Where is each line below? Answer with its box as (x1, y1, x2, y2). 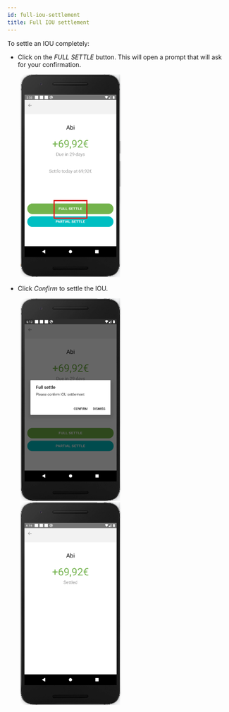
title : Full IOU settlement (7, 18, 90, 26)
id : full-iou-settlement (7, 11, 80, 18)
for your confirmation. (17, 60, 82, 68)
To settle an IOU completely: (7, 39, 90, 47)
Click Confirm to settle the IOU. (17, 284, 109, 293)
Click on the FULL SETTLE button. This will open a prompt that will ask (17, 53, 222, 61)
